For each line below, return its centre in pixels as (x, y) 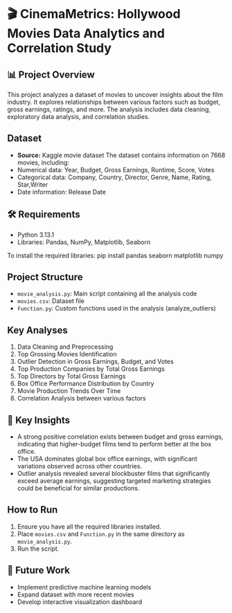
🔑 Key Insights (39, 420)
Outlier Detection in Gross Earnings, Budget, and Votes (96, 362)
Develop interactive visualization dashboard (80, 602)
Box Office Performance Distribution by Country (86, 384)
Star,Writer (33, 184)
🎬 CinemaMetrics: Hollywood (94, 14)
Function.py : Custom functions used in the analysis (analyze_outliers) (116, 309)
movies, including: (43, 162)
